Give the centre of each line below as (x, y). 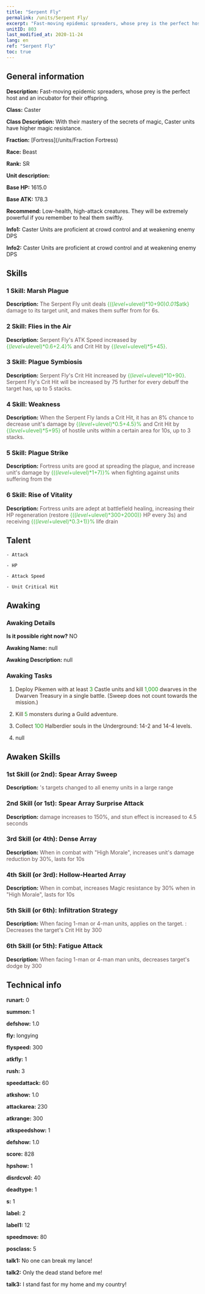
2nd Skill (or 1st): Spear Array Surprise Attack (75, 804)
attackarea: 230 (27, 1106)
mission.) (27, 702)
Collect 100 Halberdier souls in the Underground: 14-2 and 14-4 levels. (103, 726)
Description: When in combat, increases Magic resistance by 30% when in (101, 888)
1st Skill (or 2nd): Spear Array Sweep (62, 774)
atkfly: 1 (17, 1059)
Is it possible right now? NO (42, 636)
